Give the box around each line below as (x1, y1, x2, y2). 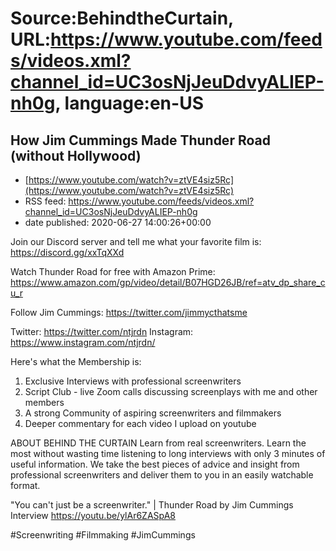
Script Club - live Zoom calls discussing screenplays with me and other (24, 386, 318, 397)
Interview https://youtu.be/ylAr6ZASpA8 (10, 510, 176, 521)
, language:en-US (54, 92, 204, 115)
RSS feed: (24, 195, 67, 207)
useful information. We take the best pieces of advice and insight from (10, 458, 300, 470)
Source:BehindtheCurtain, (10, 7, 234, 30)
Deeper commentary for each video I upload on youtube (24, 418, 257, 429)
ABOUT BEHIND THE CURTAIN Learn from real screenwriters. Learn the (10, 437, 307, 449)
